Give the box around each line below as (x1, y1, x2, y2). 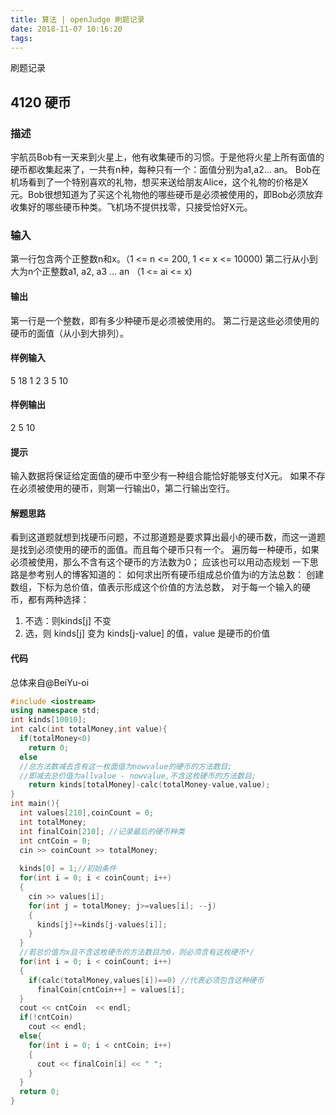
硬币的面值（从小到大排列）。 (10, 327, 129, 339)
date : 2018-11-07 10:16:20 (10, 24, 123, 34)
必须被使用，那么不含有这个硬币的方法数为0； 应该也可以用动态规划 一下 (10, 556, 310, 568)
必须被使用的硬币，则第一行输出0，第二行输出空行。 (18, 482, 235, 495)
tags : (10, 33, 33, 43)
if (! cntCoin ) (19, 1012, 74, 1023)
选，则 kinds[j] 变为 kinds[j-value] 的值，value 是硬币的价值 (24, 627, 271, 640)
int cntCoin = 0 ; (19, 836, 92, 846)
